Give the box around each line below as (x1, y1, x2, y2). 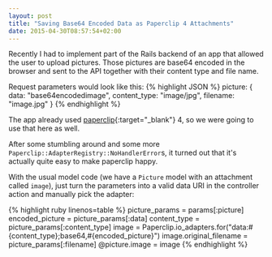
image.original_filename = (162, 231, 248, 241)
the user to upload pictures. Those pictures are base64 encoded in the (8, 58, 245, 67)
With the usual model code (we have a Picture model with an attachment (8, 172, 253, 182)
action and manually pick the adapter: (8, 190, 135, 199)
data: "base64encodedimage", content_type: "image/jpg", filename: (8, 91, 235, 101)
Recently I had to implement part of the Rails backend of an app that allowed (8, 49, 264, 59)
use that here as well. (8, 123, 80, 134)
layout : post (8, 11, 53, 20)
